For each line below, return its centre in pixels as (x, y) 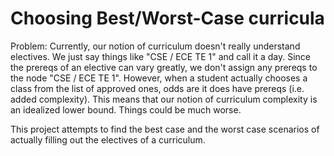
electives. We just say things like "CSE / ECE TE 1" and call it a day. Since (161, 56)
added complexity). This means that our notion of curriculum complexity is (164, 99)
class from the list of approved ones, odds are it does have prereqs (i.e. (157, 88)
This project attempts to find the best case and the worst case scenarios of (165, 129)
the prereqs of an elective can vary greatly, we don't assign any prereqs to (164, 67)
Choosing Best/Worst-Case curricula (167, 18)
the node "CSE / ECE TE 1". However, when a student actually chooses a (159, 78)
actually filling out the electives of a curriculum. (108, 139)
